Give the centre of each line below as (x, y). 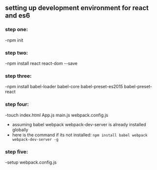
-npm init (14, 40)
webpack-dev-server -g (35, 139)
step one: (17, 30)
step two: (17, 53)
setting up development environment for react (77, 8)
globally (20, 130)
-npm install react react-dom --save (41, 63)
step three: (18, 76)
